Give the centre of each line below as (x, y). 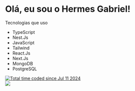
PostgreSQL (25, 69)
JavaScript (23, 42)
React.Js (21, 53)
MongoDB (23, 63)
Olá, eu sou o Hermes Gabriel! (68, 9)
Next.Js (20, 58)
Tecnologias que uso (27, 23)
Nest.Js (20, 37)
